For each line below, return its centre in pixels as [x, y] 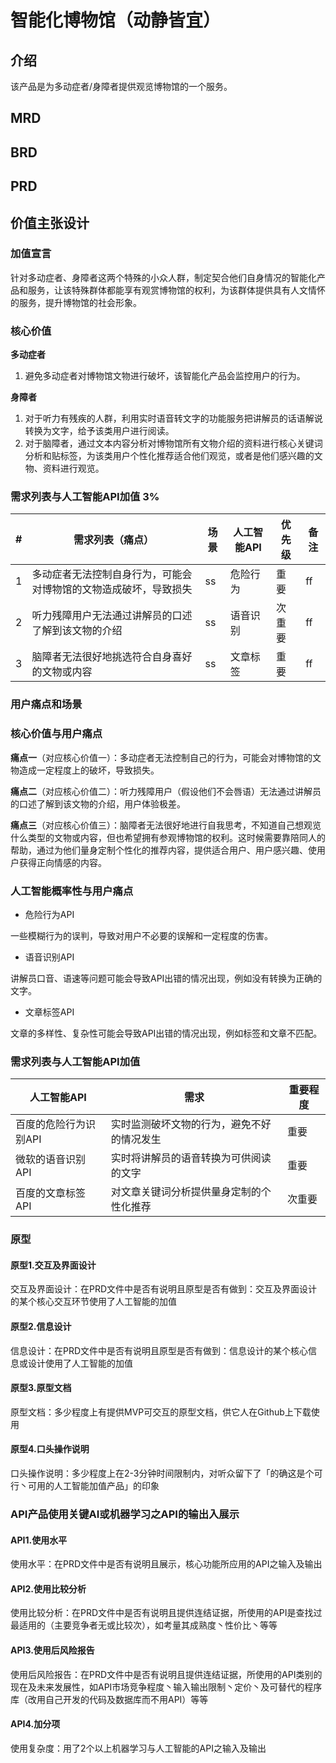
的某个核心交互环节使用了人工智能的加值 [93, 1302]
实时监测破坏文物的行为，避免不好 [191, 1124]
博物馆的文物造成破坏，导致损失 [117, 589]
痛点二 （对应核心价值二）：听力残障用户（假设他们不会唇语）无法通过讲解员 [166, 791]
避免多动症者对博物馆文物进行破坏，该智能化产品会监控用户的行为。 [165, 376]
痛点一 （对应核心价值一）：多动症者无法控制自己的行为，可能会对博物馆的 [161, 757]
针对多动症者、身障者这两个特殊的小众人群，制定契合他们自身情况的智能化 [163, 277]
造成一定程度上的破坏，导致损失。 [89, 770]
